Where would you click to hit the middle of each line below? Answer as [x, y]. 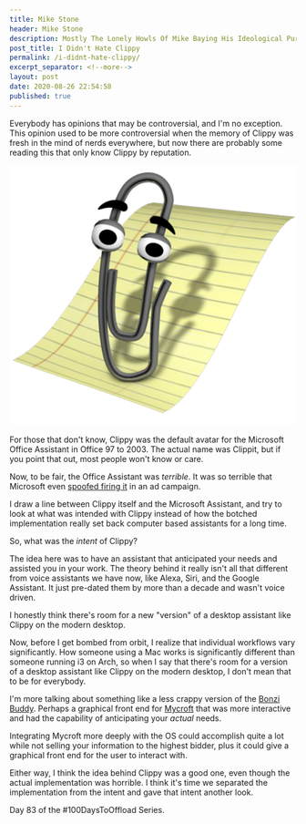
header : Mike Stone [46, 29]
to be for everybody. [48, 681]
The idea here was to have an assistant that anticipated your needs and [143, 559]
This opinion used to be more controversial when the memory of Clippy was [152, 133]
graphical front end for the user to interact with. [99, 756]
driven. [23, 598]
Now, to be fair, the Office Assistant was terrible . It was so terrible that [141, 477]
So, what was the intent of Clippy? [74, 541]
